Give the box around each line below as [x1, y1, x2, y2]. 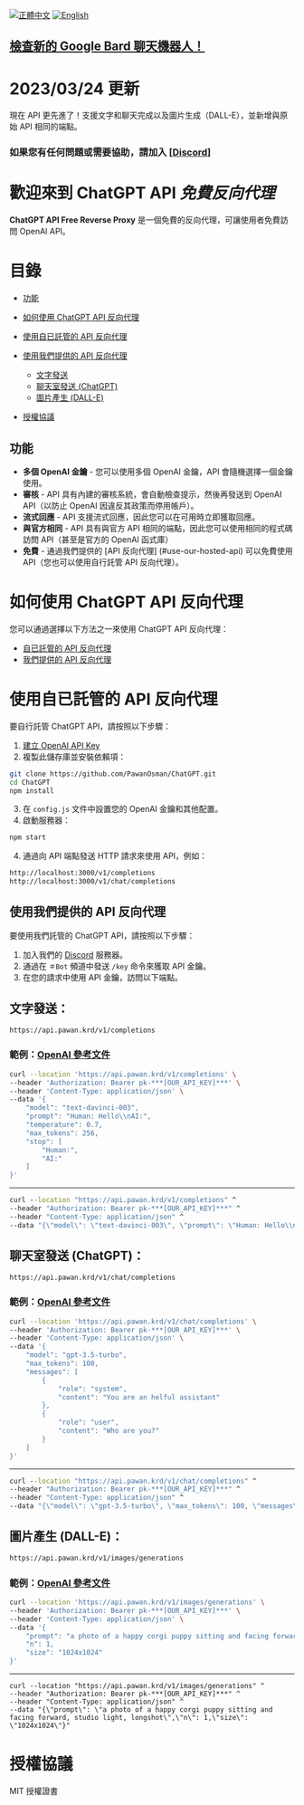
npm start [9, 833, 47, 842]
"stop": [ [25, 1137, 63, 1146]
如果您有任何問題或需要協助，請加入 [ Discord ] [9, 146, 211, 158]
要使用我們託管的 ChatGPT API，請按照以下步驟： [9, 930, 195, 941]
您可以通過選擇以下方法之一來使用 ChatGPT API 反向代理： [9, 623, 229, 634]
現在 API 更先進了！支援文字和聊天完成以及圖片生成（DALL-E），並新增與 [9, 110, 280, 121]
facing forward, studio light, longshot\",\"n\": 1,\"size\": [9, 1714, 249, 1723]
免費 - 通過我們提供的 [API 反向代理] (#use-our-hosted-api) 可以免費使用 [22, 545, 294, 556]
